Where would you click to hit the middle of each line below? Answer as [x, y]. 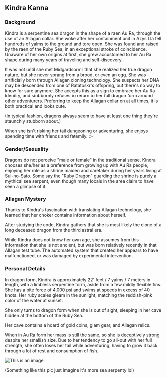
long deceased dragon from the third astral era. [54, 230]
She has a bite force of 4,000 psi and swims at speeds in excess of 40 [77, 290]
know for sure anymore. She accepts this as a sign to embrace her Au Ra [80, 90]
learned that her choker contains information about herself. [66, 215]
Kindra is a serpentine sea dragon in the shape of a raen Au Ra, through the [83, 33]
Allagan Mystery [26, 199]
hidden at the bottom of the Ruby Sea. [44, 315]
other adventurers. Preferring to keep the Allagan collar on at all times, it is [82, 101]
